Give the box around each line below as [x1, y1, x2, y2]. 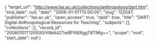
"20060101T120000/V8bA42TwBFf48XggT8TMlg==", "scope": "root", [4, 30, 144, 35]
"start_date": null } [4, 35, 41, 41]
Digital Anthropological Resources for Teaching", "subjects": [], [4, 19, 131, 25]
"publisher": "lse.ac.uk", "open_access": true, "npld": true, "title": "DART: [4, 15, 150, 20]
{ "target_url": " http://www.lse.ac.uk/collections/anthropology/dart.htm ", [4, 4, 149, 10]
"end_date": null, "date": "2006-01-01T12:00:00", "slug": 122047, [4, 9, 134, 15]
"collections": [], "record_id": [4, 25, 63, 30]
